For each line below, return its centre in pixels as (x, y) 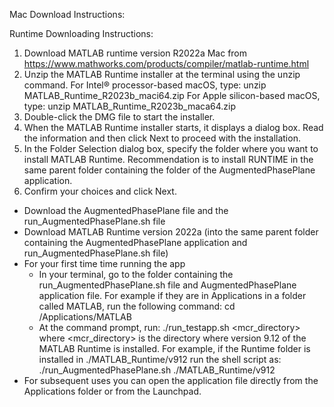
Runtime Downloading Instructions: (81, 33)
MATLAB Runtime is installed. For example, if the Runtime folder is (174, 348)
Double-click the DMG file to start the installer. (119, 117)
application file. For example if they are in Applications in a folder (172, 295)
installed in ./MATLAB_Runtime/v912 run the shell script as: (160, 359)
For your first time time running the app (104, 263)
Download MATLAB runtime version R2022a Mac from (135, 53)
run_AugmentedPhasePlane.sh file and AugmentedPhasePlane (167, 285)
